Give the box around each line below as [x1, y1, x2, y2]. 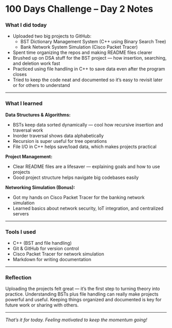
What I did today [5, 22, 47, 29]
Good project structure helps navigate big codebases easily [12, 174, 139, 180]
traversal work [12, 127, 44, 133]
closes [12, 71, 27, 78]
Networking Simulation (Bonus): [5, 184, 75, 190]
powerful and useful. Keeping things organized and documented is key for [5, 297, 162, 303]
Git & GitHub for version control [12, 245, 79, 252]
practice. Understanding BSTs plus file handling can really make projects [5, 291, 159, 297]
